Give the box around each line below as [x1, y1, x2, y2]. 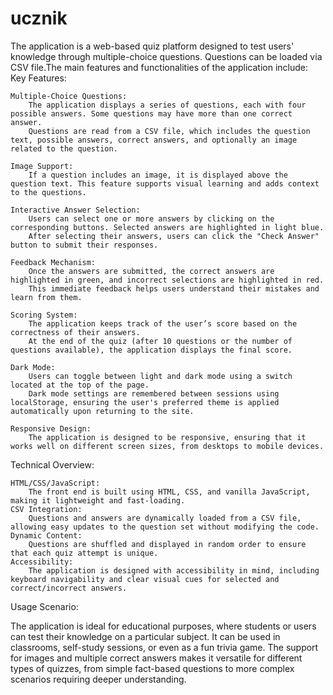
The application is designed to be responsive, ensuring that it [28, 432, 307, 442]
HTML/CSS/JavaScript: [10, 478, 101, 488]
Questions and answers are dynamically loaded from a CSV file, [28, 513, 302, 523]
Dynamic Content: [10, 530, 83, 541]
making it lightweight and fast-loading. [10, 495, 186, 506]
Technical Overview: [10, 458, 95, 471]
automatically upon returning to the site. [10, 406, 195, 416]
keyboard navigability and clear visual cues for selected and [10, 574, 280, 584]
